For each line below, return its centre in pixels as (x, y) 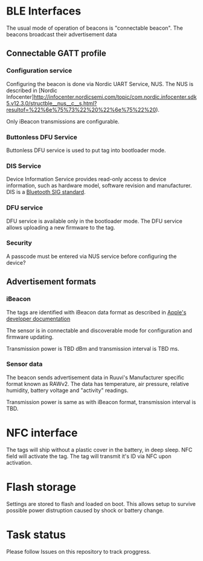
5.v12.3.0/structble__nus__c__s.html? (52, 103)
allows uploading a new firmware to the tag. (61, 227)
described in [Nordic (32, 90)
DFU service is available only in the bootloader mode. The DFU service (94, 221)
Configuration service (39, 71)
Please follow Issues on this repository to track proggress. (79, 551)
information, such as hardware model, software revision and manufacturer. (99, 185)
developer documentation (38, 319)
